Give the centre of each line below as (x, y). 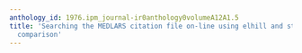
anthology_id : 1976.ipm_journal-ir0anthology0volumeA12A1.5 (124, 18)
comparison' (40, 34)
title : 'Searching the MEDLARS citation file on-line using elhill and (146, 26)
